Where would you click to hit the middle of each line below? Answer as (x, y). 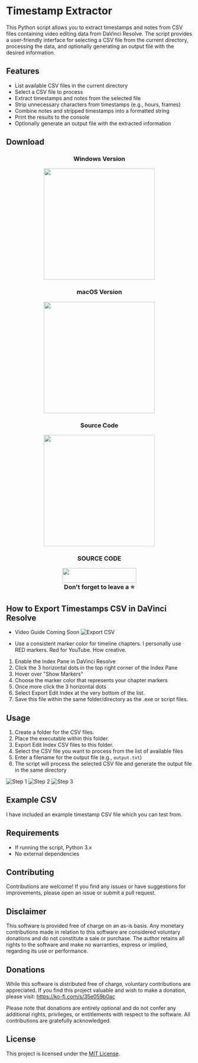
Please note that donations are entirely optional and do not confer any (91, 1008)
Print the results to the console (52, 117)
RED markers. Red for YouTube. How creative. (71, 650)
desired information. (31, 52)
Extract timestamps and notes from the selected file (78, 98)
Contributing (30, 872)
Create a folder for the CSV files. (54, 732)
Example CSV (32, 800)
